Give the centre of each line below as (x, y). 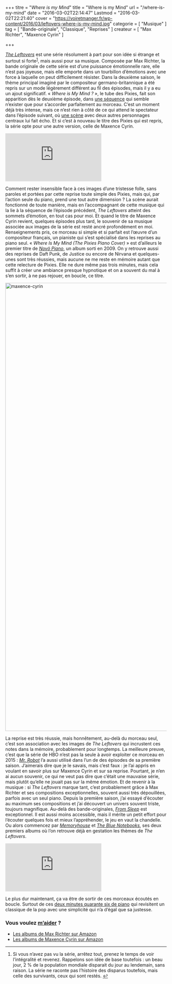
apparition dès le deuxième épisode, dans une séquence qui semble (77, 99)
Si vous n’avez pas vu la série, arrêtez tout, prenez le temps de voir (83, 954)
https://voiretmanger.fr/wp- (83, 18)
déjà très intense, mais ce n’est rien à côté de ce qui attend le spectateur (82, 110)
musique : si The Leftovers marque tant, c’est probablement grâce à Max (82, 787)
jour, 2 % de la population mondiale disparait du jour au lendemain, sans (89, 965)
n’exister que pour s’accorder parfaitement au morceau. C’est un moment (82, 104)
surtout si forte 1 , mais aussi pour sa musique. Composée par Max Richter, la (85, 60)
